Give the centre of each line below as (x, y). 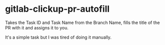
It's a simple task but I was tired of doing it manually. (58, 37)
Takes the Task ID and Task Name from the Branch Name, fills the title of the (82, 22)
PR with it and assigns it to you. (37, 27)
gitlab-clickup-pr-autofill (57, 9)
